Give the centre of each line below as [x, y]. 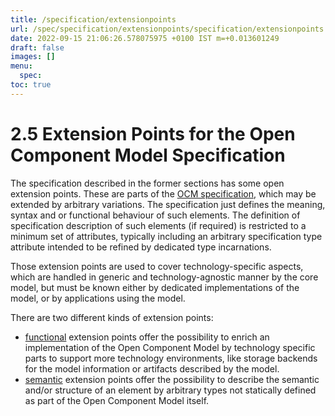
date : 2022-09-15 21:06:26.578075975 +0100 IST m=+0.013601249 [145, 38]
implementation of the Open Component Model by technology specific [170, 347]
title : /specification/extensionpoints [93, 19]
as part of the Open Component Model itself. [117, 400]
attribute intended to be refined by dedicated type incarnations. [141, 247]
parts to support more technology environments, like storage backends [171, 358]
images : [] [33, 57]
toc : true [31, 85]
